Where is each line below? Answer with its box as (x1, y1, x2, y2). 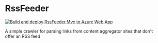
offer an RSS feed (5, 33, 40, 39)
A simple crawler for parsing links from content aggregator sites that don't (5, 28, 153, 34)
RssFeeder (5, 3, 49, 14)
